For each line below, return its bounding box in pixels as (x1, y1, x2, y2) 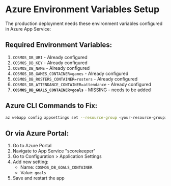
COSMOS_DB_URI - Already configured (12, 54, 88, 60)
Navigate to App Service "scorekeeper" (12, 148, 96, 154)
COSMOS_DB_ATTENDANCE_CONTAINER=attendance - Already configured (12, 81, 152, 87)
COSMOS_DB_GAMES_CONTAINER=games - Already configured (12, 70, 129, 76)
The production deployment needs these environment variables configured (5, 20, 163, 26)
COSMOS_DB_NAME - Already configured (12, 65, 90, 71)
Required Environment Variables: (5, 41, 112, 49)
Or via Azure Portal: (5, 129, 69, 138)
